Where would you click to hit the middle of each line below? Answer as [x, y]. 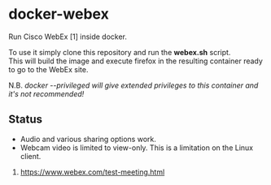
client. [31, 156]
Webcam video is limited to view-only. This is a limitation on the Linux [137, 148]
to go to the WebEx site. [48, 69]
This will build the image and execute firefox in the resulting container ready [135, 61]
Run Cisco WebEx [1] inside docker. [68, 37]
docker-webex [59, 14]
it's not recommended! [46, 93]
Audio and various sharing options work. [88, 139]
